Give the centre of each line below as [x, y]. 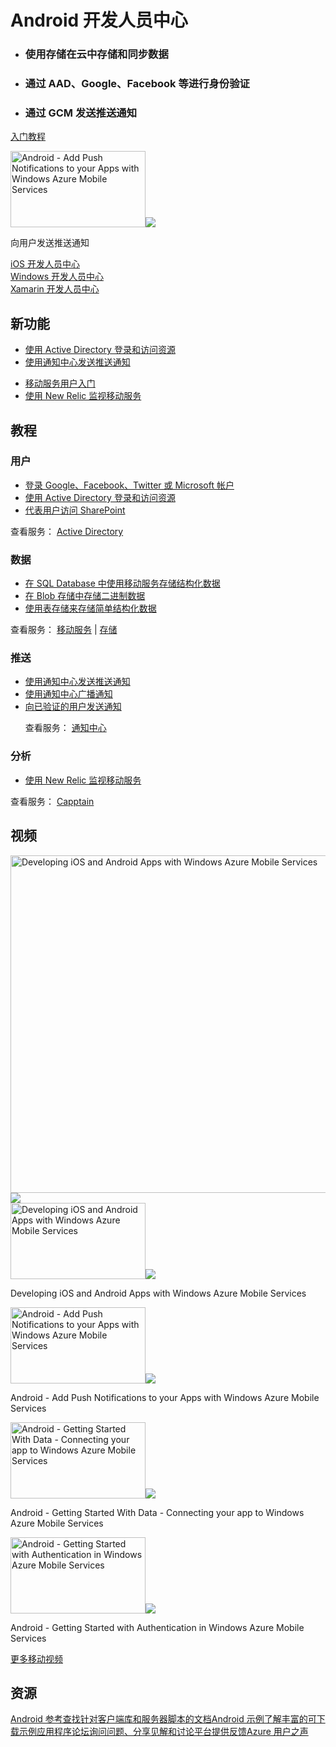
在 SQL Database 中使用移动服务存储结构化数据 [122, 583]
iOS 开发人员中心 [45, 264]
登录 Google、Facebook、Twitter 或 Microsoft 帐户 [129, 485]
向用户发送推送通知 [50, 243]
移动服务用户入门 [60, 383]
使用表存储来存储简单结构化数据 [90, 608]
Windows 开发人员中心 [57, 277]
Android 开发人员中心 [99, 20]
